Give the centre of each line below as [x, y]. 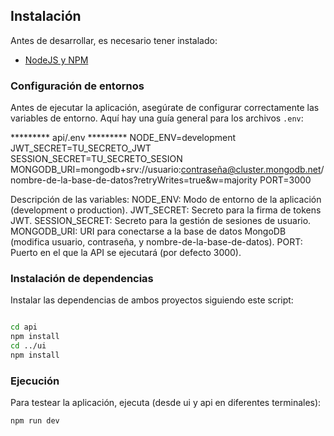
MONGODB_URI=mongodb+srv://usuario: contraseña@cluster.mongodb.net [166, 170]
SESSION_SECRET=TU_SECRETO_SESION [96, 159]
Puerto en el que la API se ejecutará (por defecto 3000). [126, 253]
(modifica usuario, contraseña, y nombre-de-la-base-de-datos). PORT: [156, 242]
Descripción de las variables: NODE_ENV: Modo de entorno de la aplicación [166, 200]
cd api [24, 327]
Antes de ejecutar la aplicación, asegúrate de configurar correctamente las [165, 108]
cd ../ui [28, 346]
